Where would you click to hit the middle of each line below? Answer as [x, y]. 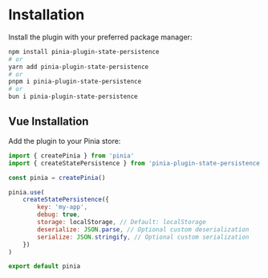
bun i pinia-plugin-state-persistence [73, 97]
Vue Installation [49, 122]
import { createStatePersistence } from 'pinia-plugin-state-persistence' [136, 163]
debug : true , [59, 215]
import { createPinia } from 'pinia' [71, 155]
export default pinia [45, 267]
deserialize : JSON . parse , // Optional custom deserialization [143, 229]
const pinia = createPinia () [57, 178]
